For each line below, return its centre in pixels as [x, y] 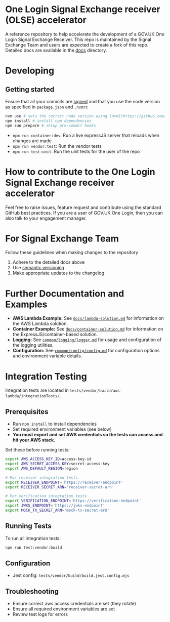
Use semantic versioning [38, 268]
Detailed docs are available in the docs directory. [56, 50]
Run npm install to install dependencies [55, 424]
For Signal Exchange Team [62, 238]
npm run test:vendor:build [34, 548]
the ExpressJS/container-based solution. [55, 335]
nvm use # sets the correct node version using [56, 116]
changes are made [32, 141]
